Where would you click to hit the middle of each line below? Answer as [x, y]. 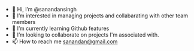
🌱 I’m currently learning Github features [60, 28]
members [24, 22]
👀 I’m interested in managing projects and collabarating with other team [100, 16]
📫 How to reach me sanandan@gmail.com [65, 41]
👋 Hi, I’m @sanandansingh [44, 9]
